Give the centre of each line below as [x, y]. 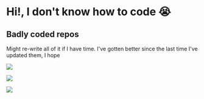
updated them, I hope [33, 55]
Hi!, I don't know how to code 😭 [89, 12]
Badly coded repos [43, 34]
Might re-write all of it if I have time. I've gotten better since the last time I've [102, 49]
